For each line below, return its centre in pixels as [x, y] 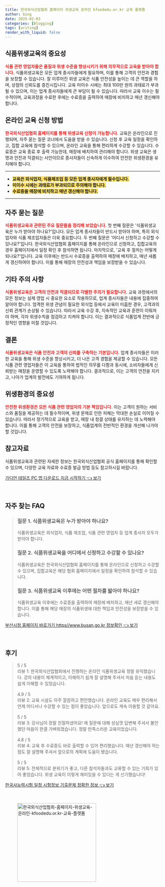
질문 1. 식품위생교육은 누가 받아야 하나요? [63, 521]
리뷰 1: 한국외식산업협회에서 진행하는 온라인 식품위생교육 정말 [76, 671]
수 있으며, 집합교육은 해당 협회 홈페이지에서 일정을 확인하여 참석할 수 [82, 570]
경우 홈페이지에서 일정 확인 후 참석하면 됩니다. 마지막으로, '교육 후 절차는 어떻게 [81, 250]
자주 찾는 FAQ [25, 506]
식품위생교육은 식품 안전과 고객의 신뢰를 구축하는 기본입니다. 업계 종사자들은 [77, 353]
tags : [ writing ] [22, 28]
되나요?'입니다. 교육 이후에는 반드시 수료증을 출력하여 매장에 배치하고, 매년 [76, 256]
